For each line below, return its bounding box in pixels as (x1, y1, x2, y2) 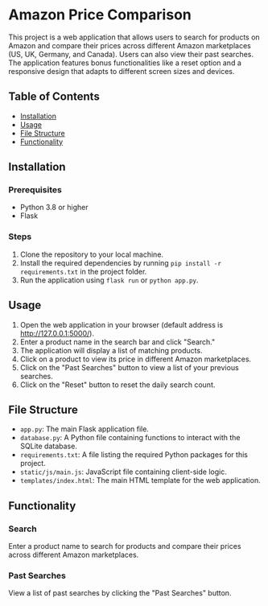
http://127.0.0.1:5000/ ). (19, 328, 95, 338)
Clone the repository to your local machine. (19, 249, 163, 259)
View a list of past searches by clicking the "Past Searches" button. (8, 588, 232, 598)
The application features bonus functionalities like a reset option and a (8, 58, 241, 68)
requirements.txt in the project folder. (19, 266, 147, 276)
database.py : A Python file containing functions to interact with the (19, 433, 241, 443)
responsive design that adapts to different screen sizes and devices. (8, 66, 235, 76)
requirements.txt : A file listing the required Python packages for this (19, 450, 248, 460)
